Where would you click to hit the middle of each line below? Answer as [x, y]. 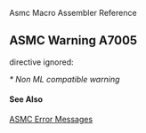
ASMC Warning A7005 [73, 40]
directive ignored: [41, 62]
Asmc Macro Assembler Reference [73, 13]
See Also [26, 99]
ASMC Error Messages [51, 120]
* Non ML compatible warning [65, 79]
